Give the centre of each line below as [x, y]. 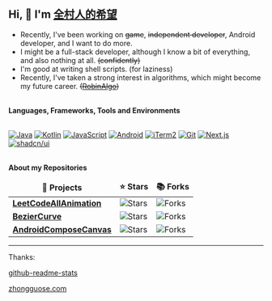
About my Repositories [48, 167]
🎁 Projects [62, 188]
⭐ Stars [134, 186]
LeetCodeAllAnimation [57, 203]
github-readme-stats [43, 273]
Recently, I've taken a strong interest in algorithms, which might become [140, 77]
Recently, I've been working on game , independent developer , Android [138, 34]
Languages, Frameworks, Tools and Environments [94, 110]
